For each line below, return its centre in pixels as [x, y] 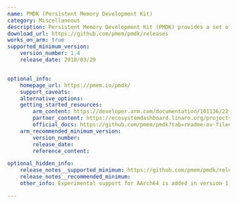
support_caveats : [45, 92]
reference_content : [61, 151]
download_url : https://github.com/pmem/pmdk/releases [88, 34]
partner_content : [58, 118]
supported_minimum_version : [49, 47]
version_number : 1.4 [50, 54]
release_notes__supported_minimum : [72, 170]
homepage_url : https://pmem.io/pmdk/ [75, 85]
